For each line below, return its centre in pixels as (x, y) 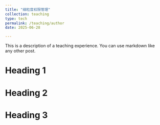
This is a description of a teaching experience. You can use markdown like (80, 46)
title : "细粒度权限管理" (28, 9)
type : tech (16, 18)
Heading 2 (26, 93)
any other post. (20, 51)
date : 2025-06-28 (23, 28)
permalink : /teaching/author (35, 23)
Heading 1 (26, 71)
